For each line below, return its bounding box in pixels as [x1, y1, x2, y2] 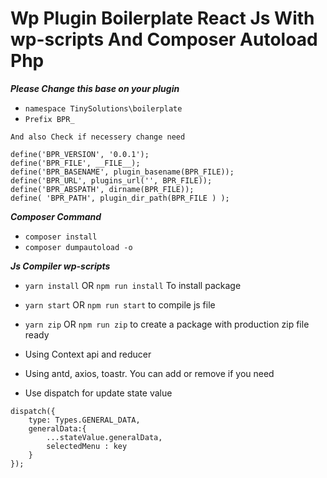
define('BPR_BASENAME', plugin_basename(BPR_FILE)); [10, 167, 235, 177]
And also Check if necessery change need [10, 132, 186, 142]
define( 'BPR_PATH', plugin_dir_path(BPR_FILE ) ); [10, 193, 230, 203]
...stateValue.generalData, [46, 432, 163, 442]
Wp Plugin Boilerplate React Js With [10, 7, 315, 30]
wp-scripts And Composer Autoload [10, 28, 318, 51]
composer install [24, 232, 98, 242]
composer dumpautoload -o [24, 242, 133, 252]
